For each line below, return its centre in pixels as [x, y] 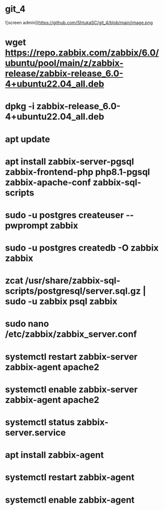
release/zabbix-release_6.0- [64, 74]
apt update [28, 139]
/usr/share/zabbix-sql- [73, 281]
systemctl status [40, 422]
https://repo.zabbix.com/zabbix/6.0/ [82, 53]
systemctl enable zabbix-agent [70, 500]
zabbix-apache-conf [48, 182]
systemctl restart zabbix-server [71, 357]
